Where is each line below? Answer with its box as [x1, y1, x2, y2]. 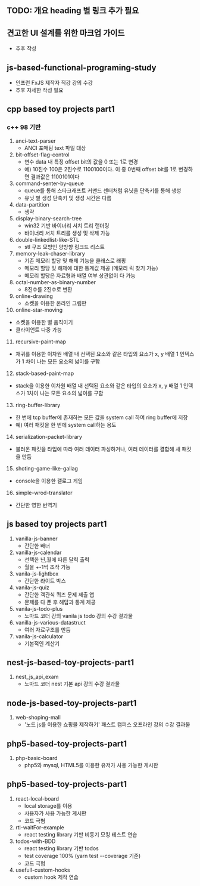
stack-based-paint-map [15, 370, 74, 377]
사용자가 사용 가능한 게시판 [24, 810, 87, 817]
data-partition [15, 201, 49, 208]
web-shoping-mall [15, 714, 61, 721]
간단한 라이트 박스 [24, 577, 66, 584]
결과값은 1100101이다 [30, 173, 80, 180]
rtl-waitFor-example [15, 823, 64, 831]
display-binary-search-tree [15, 214, 82, 222]
